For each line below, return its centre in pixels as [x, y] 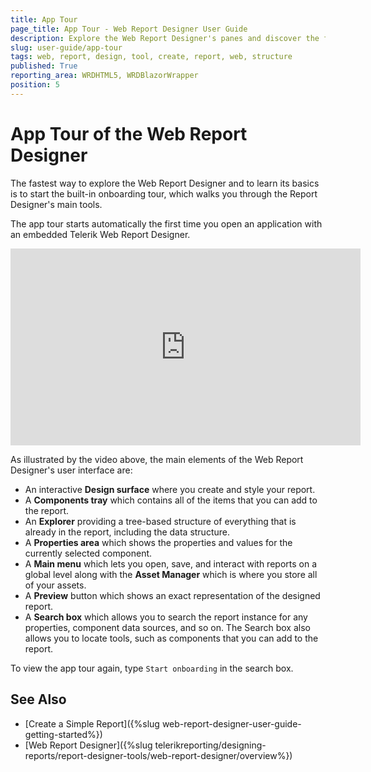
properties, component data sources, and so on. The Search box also [167, 627]
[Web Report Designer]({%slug [88, 745]
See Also [38, 699]
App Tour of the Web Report [129, 133]
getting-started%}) [63, 734]
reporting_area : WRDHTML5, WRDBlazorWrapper [104, 76]
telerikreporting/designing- [210, 745]
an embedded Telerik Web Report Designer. [100, 234]
